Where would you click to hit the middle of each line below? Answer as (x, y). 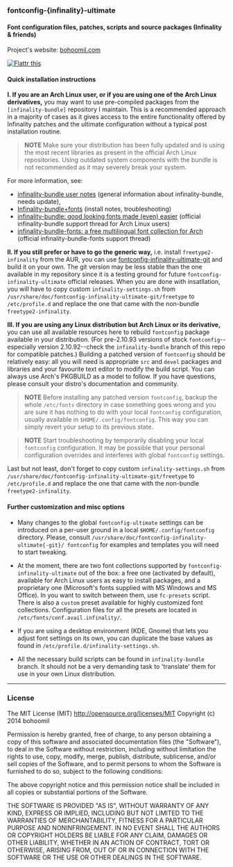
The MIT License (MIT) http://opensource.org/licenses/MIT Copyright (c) (111, 713)
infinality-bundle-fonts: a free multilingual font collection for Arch (110, 231)
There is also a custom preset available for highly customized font (110, 602)
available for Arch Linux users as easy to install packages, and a (109, 580)
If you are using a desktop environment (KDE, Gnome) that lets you (113, 630)
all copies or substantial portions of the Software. (77, 792)
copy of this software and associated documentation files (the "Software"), (114, 741)
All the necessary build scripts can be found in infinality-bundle (111, 659)
